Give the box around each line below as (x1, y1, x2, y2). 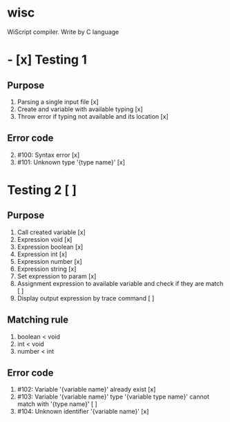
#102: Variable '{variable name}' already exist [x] (17, 385, 156, 394)
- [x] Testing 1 (7, 52, 88, 68)
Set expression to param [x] (17, 271, 97, 280)
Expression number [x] (17, 257, 83, 265)
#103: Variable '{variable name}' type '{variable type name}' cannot (17, 392, 209, 401)
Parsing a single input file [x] (17, 97, 99, 106)
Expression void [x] (17, 235, 73, 243)
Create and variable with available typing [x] (17, 105, 143, 113)
